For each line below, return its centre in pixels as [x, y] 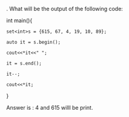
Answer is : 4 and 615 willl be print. [50, 108]
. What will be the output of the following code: [64, 9]
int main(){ [19, 20]
